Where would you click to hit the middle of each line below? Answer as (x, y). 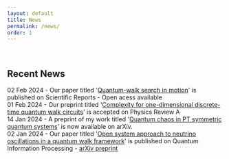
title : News (24, 20)
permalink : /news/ (33, 26)
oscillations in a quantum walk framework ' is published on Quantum (103, 141)
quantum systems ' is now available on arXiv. (70, 127)
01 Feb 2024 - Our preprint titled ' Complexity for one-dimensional (100, 105)
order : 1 (20, 33)
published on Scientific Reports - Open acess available (85, 97)
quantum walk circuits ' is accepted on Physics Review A (100, 112)
